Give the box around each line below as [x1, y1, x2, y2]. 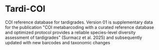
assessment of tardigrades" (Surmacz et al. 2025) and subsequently [5, 35, 142, 40]
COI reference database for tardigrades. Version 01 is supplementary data [5, 19, 153, 25]
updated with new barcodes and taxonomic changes [5, 39, 110, 45]
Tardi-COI [5, 3, 46, 14]
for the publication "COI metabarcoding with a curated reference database [5, 24, 154, 30]
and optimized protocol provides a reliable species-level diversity [5, 29, 136, 35]
